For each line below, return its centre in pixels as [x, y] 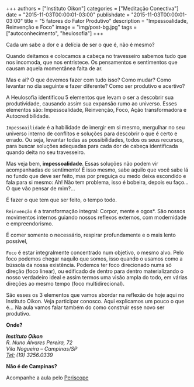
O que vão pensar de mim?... [41, 189]
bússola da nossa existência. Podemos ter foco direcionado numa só [89, 265]
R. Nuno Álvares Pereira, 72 [39, 343]
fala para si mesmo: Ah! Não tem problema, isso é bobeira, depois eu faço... [97, 182]
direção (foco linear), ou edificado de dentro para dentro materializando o [95, 271]
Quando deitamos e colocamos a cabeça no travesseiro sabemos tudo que [96, 56]
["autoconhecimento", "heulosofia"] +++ [55, 33]
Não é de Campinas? [32, 366]
